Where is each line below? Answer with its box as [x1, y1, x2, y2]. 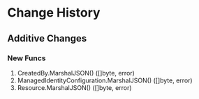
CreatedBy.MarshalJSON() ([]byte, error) [17, 69, 135, 77]
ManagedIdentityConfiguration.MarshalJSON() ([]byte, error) [17, 76, 193, 84]
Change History [7, 5, 101, 21]
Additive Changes [7, 33, 87, 44]
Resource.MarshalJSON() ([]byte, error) [17, 83, 132, 91]
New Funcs [7, 53, 46, 63]
